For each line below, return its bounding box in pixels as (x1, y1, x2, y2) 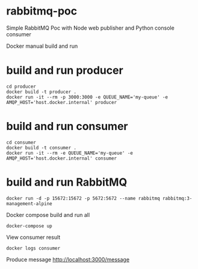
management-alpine (6, 201, 52, 207)
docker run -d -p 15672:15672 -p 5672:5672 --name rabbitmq (6, 195, 161, 201)
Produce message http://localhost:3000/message (6, 256, 130, 263)
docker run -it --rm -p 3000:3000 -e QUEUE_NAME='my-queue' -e (6, 94, 169, 100)
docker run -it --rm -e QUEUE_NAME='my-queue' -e (6, 150, 134, 156)
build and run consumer (6, 120, 128, 134)
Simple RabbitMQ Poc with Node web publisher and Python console (6, 24, 175, 31)
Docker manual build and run (6, 42, 78, 50)
